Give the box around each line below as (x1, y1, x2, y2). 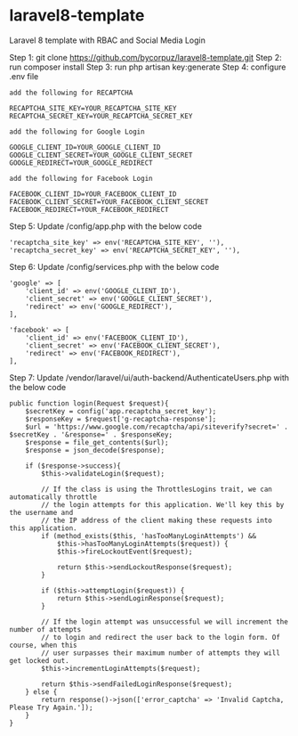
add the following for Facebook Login (9, 174, 153, 183)
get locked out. (9, 656, 69, 665)
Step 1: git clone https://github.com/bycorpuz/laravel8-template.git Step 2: (9, 52, 282, 62)
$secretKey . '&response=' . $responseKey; (9, 429, 173, 439)
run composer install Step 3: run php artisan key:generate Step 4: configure (9, 61, 286, 72)
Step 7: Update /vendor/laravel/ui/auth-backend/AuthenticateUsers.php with (9, 372, 290, 383)
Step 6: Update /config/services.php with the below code (9, 261, 220, 272)
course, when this (9, 641, 77, 650)
